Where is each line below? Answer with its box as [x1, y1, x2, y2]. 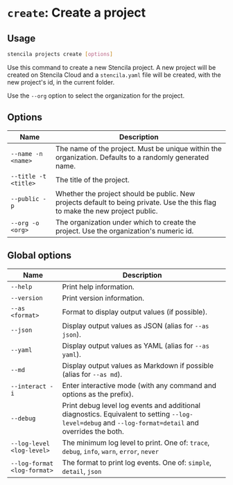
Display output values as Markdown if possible [62, 360, 214, 370]
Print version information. [62, 293, 144, 303]
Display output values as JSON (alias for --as [62, 321, 209, 330]
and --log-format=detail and [103, 418, 199, 427]
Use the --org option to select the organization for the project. [7, 91, 185, 100]
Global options [7, 249, 71, 261]
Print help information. [62, 282, 135, 292]
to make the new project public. [55, 206, 158, 215]
